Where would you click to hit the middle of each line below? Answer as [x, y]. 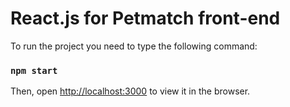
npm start [34, 70]
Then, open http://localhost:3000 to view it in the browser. [130, 91]
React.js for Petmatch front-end [145, 18]
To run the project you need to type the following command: [134, 46]
